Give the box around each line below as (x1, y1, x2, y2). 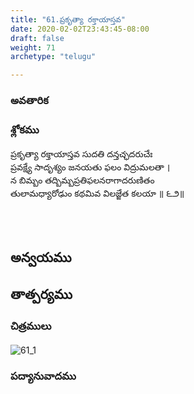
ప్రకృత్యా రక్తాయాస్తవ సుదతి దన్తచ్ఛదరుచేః (10, 148, 153, 160)
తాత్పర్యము (10, 286, 73, 303)
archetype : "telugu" (10, 52, 97, 62)
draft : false (10, 33, 65, 43)
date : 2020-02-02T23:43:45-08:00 (10, 24, 150, 34)
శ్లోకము (10, 122, 40, 136)
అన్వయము (10, 249, 72, 266)
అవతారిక (10, 94, 49, 108)
